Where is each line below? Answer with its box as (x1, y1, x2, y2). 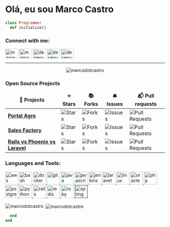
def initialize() (10, 25, 47, 30)
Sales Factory (8, 127, 42, 134)
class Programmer (5, 20, 42, 25)
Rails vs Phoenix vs (8, 138, 56, 145)
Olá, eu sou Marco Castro (5, 4, 114, 15)
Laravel (8, 144, 26, 152)
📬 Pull (137, 92, 154, 99)
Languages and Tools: (5, 160, 61, 167)
